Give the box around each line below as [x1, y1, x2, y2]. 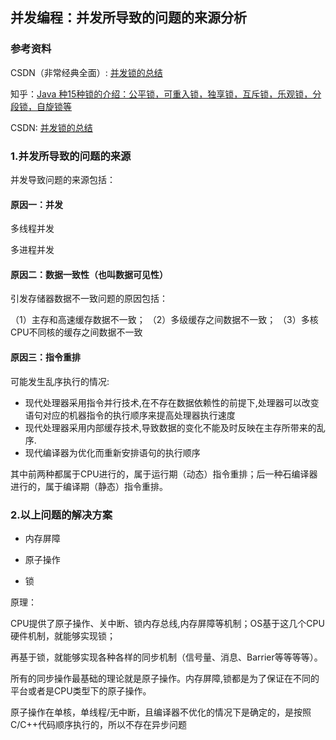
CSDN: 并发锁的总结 [10, 121, 93, 133]
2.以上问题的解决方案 [10, 508, 113, 522]
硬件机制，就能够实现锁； [10, 629, 116, 642]
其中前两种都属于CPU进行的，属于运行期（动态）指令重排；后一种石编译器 [10, 468, 318, 480]
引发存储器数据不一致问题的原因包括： [10, 293, 168, 305]
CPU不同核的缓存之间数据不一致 [10, 326, 143, 338]
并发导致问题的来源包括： [10, 173, 116, 185]
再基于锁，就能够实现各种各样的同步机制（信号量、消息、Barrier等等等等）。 [10, 651, 323, 663]
